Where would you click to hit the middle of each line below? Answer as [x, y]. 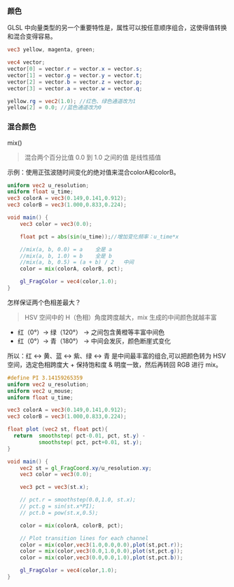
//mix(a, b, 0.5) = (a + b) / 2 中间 [77, 262]
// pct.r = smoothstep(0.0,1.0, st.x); [78, 500]
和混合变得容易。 [32, 36]
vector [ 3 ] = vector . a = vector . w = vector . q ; [75, 88]
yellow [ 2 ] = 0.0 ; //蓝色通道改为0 [54, 108]
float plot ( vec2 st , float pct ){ [58, 429]
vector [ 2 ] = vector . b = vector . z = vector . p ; [75, 82]
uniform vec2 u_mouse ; [40, 391]
